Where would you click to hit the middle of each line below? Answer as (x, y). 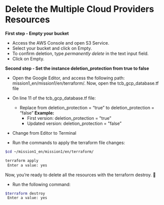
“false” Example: (37, 113)
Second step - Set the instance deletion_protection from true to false (77, 68)
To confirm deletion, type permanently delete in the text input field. (81, 53)
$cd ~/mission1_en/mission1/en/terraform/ (49, 152)
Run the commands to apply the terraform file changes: (68, 143)
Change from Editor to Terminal (44, 133)
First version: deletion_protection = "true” (69, 118)
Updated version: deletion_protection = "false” (74, 123)
